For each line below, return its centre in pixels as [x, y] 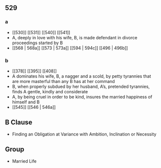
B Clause [19, 123]
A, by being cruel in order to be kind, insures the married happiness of [82, 97]
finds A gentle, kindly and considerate [50, 91]
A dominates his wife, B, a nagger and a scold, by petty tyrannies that [81, 76]
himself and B [26, 102]
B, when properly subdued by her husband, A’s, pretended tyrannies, [81, 86]
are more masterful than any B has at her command [63, 81]
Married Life [24, 161]
